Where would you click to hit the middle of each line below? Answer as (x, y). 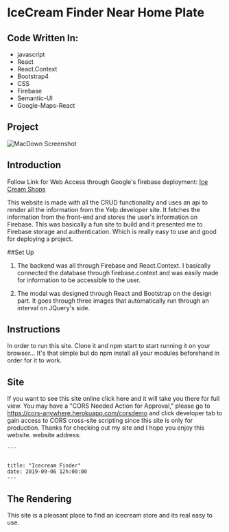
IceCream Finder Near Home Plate (106, 13)
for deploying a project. (40, 239)
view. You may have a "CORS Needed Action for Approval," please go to (109, 406)
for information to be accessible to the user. (79, 280)
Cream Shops (26, 189)
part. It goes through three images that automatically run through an (113, 301)
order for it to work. (35, 360)
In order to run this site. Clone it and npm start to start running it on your (109, 346)
